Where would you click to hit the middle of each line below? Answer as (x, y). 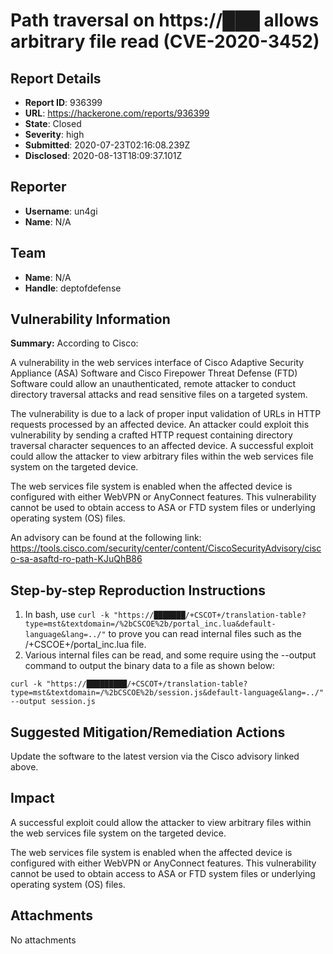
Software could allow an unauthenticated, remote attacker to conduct (153, 384)
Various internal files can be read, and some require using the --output (170, 655)
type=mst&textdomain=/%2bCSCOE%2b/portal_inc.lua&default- (150, 624)
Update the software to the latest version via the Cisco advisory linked (155, 756)
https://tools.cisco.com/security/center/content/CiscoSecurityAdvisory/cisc (166, 548)
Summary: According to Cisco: (74, 343)
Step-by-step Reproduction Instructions (138, 590)
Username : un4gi (61, 211)
